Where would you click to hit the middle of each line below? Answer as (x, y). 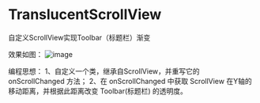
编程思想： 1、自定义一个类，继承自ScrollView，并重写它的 (104, 71)
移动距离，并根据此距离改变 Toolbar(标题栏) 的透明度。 (98, 91)
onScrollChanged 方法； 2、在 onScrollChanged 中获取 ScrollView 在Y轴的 (130, 81)
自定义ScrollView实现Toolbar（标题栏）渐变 (79, 37)
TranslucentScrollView (85, 15)
